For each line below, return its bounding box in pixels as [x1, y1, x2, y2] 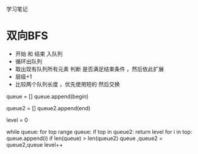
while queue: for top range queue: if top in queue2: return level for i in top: [6, 128, 193, 135]
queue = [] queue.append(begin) [6, 93, 89, 100]
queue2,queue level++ [6, 141, 63, 148]
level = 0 [6, 116, 29, 124]
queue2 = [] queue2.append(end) [6, 104, 91, 111]
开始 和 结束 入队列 [15, 50, 63, 57]
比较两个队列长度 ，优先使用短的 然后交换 [15, 80, 120, 88]
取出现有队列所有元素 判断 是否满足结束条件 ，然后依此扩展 [15, 65, 164, 72]
